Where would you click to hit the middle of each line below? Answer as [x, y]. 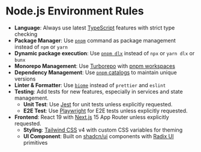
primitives [35, 142]
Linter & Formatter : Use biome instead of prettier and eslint [90, 85]
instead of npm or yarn [41, 47]
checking [26, 34]
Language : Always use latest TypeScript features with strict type [94, 28]
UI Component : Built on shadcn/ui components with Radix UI [98, 136]
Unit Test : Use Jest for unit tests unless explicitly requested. [98, 104]
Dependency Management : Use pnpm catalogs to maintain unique [96, 72]
